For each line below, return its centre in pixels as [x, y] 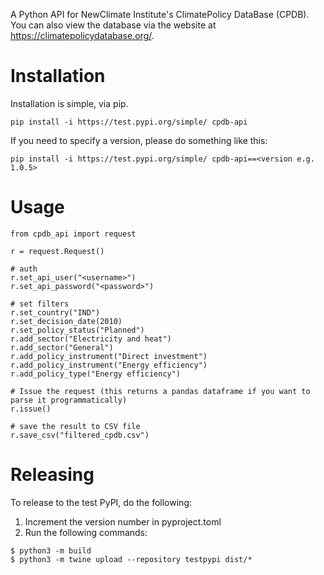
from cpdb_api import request [73, 234]
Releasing [52, 475]
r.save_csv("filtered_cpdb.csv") [80, 435]
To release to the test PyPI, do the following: [101, 502]
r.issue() [31, 409]
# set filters [40, 304]
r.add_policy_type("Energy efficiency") [96, 374]
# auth [24, 269]
